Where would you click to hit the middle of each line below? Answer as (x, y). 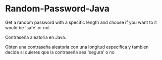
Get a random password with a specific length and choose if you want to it (81, 22)
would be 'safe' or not (27, 27)
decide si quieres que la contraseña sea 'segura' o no (60, 52)
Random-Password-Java (57, 9)
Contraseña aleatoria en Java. (36, 37)
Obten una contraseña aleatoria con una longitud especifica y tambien (77, 47)
